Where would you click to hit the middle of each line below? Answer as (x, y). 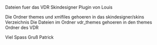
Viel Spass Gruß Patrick (29, 37)
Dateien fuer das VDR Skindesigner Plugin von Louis (59, 7)
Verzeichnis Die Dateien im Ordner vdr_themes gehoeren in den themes (79, 22)
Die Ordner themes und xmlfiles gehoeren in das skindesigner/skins (75, 17)
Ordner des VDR (22, 27)
